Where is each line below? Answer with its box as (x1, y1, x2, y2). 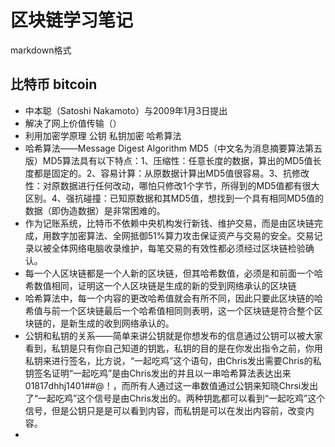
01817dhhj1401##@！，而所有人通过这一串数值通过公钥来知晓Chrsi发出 (24, 379, 319, 391)
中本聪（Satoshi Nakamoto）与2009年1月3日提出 (24, 104, 228, 116)
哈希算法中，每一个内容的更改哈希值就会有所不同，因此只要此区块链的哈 (24, 292, 323, 304)
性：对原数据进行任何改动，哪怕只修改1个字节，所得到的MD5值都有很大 (24, 179, 320, 191)
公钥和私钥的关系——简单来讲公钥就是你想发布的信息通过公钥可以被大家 (24, 329, 323, 341)
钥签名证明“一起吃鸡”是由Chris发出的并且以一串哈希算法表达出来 (24, 367, 292, 379)
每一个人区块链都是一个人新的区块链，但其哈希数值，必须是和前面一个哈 (24, 267, 323, 279)
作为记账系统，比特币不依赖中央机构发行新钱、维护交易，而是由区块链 (24, 217, 315, 229)
